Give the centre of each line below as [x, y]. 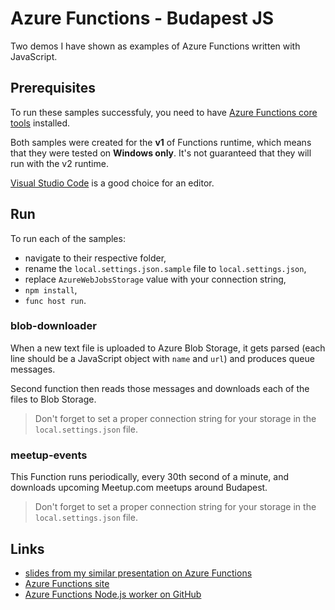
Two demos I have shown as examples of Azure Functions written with [155, 46]
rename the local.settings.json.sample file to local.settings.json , [165, 268]
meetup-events [49, 455]
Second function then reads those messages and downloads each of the [160, 388]
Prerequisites [53, 88]
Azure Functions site [67, 583]
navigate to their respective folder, [95, 258]
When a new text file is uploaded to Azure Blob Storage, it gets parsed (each [168, 348]
